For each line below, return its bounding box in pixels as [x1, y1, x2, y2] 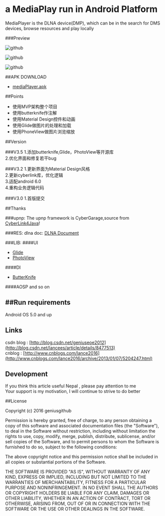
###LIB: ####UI [5, 239, 38, 246]
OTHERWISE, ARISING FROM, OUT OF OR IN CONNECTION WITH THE [5, 500, 151, 506]
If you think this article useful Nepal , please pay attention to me [5, 383, 136, 389]
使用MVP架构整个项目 [12, 104, 58, 110]
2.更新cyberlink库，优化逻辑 [5, 172, 63, 178]
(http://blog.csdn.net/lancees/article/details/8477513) [5, 344, 116, 351]
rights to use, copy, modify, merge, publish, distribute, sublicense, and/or [5, 433, 156, 439]
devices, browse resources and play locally [5, 25, 94, 31]
